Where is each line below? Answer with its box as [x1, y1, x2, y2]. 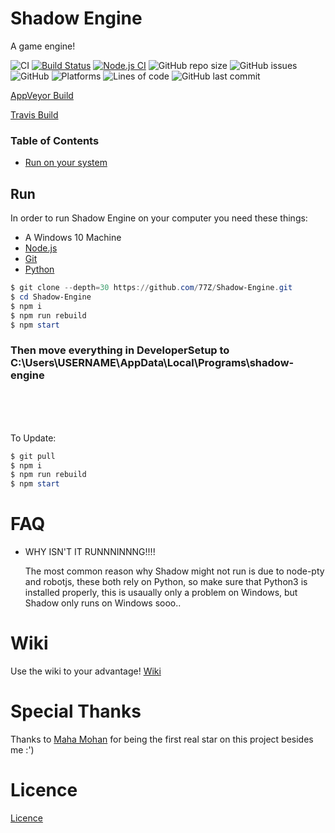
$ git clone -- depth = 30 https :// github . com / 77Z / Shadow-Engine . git [10, 283, 293, 293]
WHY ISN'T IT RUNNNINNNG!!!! [24, 546, 156, 558]
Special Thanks [10, 700, 142, 723]
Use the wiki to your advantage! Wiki [10, 665, 162, 677]
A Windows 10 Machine [24, 232, 122, 244]
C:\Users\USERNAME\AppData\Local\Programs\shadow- [10, 356, 295, 370]
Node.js [24, 242, 58, 254]
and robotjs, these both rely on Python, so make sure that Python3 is [24, 576, 308, 588]
